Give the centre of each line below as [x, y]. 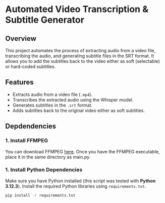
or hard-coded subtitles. [31, 67]
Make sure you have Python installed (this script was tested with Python [80, 181]
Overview [21, 38]
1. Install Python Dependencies [44, 170]
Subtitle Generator [45, 20]
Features [19, 82]
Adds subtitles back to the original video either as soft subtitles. [79, 110]
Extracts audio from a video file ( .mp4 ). [52, 94]
